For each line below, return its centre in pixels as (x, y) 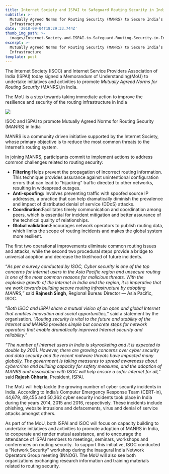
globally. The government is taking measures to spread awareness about (81, 361)
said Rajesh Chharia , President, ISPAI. (45, 377)
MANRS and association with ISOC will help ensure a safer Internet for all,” (83, 372)
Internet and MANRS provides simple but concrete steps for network (76, 324)
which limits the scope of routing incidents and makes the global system (87, 231)
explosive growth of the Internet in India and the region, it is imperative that (83, 283)
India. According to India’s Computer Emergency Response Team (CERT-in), (84, 392)
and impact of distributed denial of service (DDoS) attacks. (73, 204)
